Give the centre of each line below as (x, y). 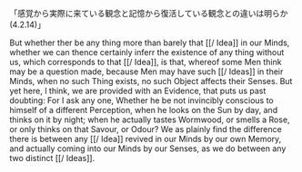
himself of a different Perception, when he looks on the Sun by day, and (144, 110)
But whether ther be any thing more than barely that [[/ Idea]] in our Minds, (150, 43)
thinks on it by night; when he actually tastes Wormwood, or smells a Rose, (150, 119)
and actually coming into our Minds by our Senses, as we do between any (148, 148)
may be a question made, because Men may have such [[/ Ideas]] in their (146, 72)
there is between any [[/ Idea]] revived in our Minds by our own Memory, (146, 139)
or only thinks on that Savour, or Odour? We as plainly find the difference (146, 129)
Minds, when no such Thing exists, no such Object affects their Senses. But (151, 81)
